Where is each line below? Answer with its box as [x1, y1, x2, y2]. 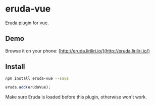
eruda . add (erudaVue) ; [5, 85, 51, 90]
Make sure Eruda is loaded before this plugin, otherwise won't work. [5, 94, 147, 100]
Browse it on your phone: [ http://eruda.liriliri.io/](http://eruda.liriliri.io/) [5, 47, 150, 54]
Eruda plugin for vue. [5, 20, 49, 26]
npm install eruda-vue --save [5, 76, 69, 81]
